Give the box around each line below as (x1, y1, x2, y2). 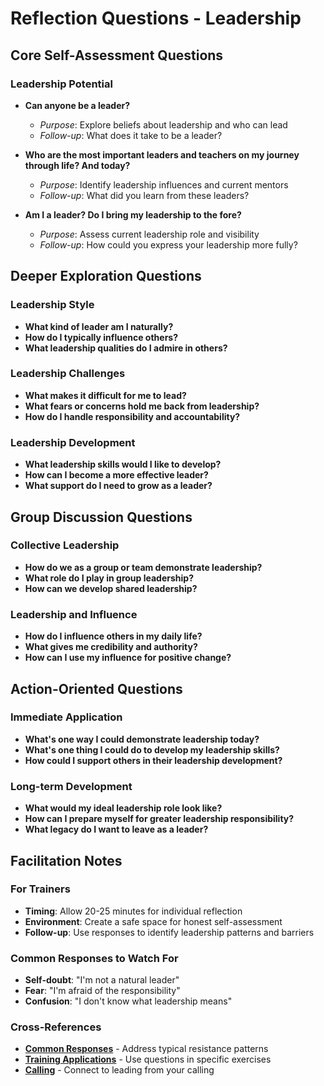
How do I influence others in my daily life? (24, 630, 203, 642)
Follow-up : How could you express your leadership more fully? (39, 238, 298, 251)
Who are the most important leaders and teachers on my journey (24, 148, 300, 161)
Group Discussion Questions (10, 508, 193, 526)
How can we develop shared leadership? (24, 582, 198, 594)
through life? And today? (24, 159, 131, 171)
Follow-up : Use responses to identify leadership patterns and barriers (24, 926, 315, 938)
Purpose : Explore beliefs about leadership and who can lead (39, 118, 288, 131)
